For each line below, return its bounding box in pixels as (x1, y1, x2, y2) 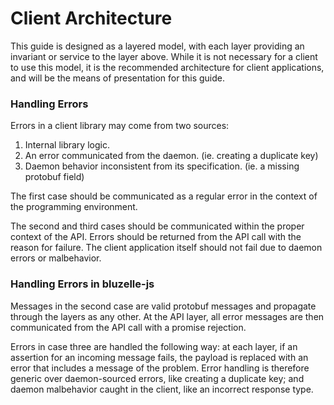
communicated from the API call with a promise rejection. (10, 321, 247, 333)
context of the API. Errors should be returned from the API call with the (10, 231, 302, 243)
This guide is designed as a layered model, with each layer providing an (10, 40, 305, 52)
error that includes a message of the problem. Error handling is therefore (10, 362, 310, 374)
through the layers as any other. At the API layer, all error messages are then (10, 310, 325, 322)
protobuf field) (24, 171, 85, 183)
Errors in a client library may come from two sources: (10, 120, 230, 132)
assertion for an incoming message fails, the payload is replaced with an (10, 351, 309, 363)
